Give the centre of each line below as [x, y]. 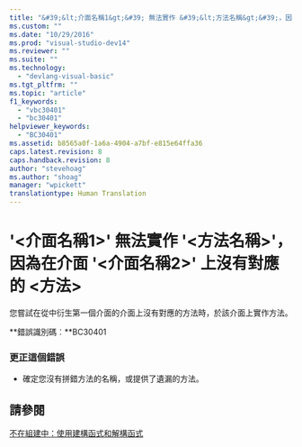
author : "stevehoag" [48, 169]
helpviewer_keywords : [50, 127]
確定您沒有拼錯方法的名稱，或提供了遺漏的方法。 [113, 379]
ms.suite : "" [34, 59]
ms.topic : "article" [48, 93]
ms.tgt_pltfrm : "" [44, 85]
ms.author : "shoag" [46, 177]
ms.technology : [38, 68]
